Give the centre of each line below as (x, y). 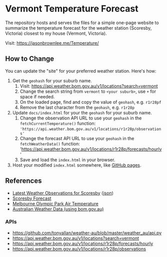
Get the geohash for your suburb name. (52, 80)
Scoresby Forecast (32, 198)
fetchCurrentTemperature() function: (58, 123)
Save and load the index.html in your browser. (67, 160)
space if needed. (37, 96)
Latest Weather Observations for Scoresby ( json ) (63, 193)
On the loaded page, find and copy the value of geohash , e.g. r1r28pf (90, 102)
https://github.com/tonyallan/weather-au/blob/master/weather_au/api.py (87, 233)
